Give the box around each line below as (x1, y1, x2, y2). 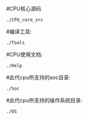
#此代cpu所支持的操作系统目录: (6, 97, 83, 103)
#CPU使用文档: (6, 51, 43, 58)
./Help (6, 63, 22, 69)
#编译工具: (6, 28, 32, 35)
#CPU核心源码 (6, 5, 41, 12)
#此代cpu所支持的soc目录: (6, 74, 71, 81)
